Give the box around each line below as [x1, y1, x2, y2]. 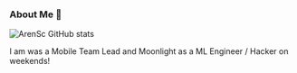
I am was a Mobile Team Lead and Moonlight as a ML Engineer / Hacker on [9, 46, 289, 57]
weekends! [9, 56, 51, 67]
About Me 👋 [9, 8, 62, 21]
